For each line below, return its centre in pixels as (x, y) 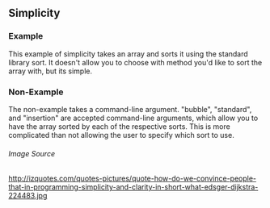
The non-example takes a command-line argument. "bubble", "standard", (130, 109)
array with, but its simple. (51, 71)
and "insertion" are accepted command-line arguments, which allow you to (133, 118)
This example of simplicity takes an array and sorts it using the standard (128, 54)
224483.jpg (28, 196)
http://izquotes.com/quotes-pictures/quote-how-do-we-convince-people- (133, 179)
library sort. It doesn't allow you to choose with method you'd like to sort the (135, 62)
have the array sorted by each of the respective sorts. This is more (119, 126)
